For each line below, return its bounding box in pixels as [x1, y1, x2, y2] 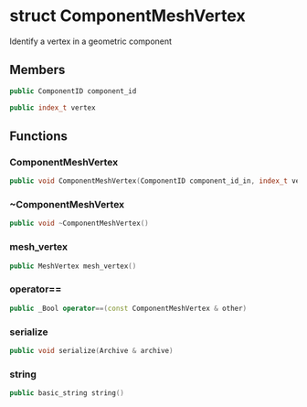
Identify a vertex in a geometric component [9, 36, 172, 47]
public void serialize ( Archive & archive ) [9, 346, 174, 355]
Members [9, 62, 66, 78]
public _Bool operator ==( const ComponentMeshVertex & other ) [9, 304, 248, 313]
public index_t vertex [9, 102, 96, 112]
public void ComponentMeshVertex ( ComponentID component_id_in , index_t [9, 177, 288, 186]
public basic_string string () [9, 389, 125, 398]
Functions [9, 128, 69, 144]
